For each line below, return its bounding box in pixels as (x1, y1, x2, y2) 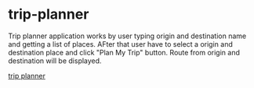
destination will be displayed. (8, 56, 102, 65)
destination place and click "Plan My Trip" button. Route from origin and (8, 48, 241, 57)
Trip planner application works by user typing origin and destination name (8, 31, 247, 40)
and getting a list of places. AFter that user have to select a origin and (8, 39, 234, 48)
